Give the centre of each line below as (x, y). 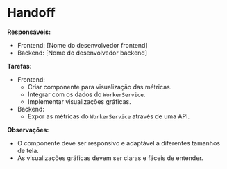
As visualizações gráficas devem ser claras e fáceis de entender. (110, 158)
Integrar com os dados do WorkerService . (86, 94)
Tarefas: (20, 66)
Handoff (31, 13)
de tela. (28, 150)
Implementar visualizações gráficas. (79, 101)
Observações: (28, 130)
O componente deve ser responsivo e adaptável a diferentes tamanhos (119, 143)
